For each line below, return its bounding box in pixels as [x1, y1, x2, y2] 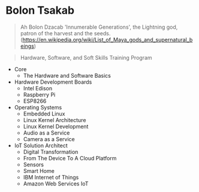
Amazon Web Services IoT [23, 180, 89, 187]
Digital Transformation [23, 148, 79, 156]
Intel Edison [23, 84, 52, 92]
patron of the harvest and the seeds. [20, 29, 111, 36]
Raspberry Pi [23, 91, 56, 98]
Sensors [23, 161, 44, 168]
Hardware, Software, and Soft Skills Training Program [20, 54, 152, 61]
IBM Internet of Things [23, 173, 79, 181]
